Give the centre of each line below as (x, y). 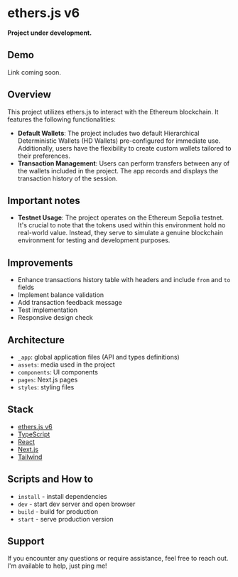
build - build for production (58, 511)
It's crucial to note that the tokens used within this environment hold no (121, 225)
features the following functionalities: (61, 119)
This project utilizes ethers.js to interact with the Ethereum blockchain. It (113, 112)
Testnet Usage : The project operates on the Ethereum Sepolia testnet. (120, 217)
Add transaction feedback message (70, 303)
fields (26, 287)
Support (26, 541)
